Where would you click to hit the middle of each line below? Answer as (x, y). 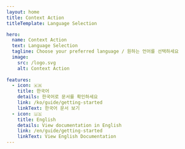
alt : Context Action (43, 68)
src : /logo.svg (37, 63)
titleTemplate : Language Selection (52, 23)
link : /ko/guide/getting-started (60, 103)
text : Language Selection (45, 46)
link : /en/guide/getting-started (60, 131)
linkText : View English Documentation (67, 137)
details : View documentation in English (70, 125)
